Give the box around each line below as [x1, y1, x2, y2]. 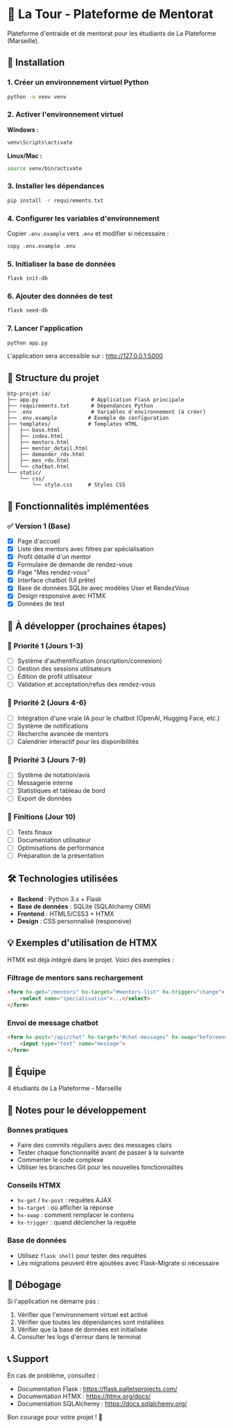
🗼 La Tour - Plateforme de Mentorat [7, 6, 214, 22]
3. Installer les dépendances [7, 181, 105, 191]
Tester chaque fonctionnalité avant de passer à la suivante [17, 1148, 184, 1157]
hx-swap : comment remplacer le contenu [17, 1211, 134, 1219]
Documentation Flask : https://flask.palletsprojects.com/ [17, 1385, 178, 1393]
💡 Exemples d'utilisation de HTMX [7, 937, 157, 949]
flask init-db [7, 275, 49, 282]
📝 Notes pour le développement [7, 1104, 147, 1116]
